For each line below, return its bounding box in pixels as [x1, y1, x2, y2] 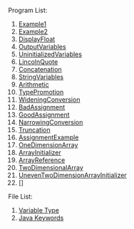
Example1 [18, 20, 47, 28]
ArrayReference [18, 156, 66, 164]
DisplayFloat [18, 35, 56, 43]
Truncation [18, 126, 51, 134]
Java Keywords [18, 213, 64, 222]
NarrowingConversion [18, 118, 83, 127]
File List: [8, 192, 33, 201]
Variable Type [18, 206, 60, 214]
